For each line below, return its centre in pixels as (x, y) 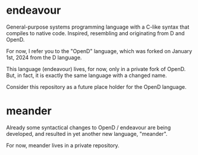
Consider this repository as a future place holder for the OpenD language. (96, 86)
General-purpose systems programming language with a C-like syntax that (98, 27)
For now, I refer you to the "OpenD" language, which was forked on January (99, 51)
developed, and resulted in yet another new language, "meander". (87, 134)
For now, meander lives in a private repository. (63, 145)
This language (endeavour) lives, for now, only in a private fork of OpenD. (96, 69)
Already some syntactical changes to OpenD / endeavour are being (89, 127)
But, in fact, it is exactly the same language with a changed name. (87, 75)
